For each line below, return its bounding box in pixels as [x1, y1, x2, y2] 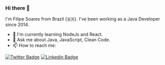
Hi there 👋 [5, 5, 30, 12]
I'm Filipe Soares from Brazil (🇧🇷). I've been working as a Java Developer [5, 16, 160, 22]
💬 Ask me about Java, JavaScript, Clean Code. [12, 37, 111, 43]
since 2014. [5, 22, 29, 28]
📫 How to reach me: [12, 42, 56, 48]
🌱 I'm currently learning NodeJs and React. [12, 31, 103, 37]
